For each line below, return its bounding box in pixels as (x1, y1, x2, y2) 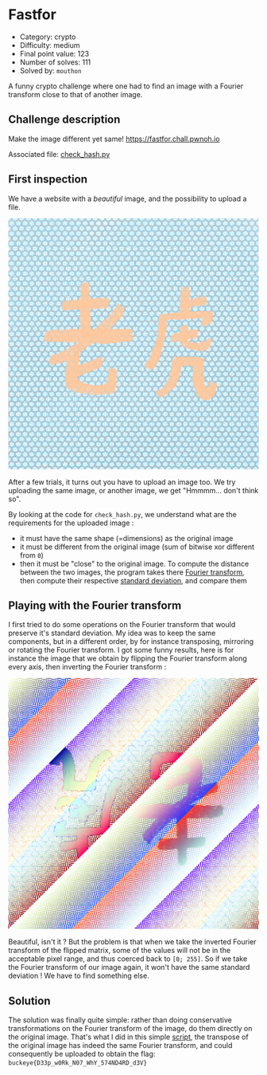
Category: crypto (19, 32, 76, 41)
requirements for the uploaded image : (8, 518, 134, 528)
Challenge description (8, 113, 121, 127)
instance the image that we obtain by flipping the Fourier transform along (8, 653, 248, 663)
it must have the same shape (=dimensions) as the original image (19, 533, 234, 543)
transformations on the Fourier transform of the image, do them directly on (8, 1024, 253, 1034)
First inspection (8, 173, 87, 186)
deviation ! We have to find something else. (8, 971, 149, 981)
